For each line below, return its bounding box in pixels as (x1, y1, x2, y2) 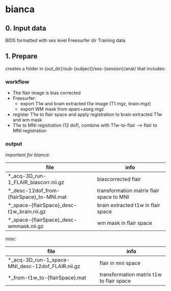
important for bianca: (5, 152, 50, 158)
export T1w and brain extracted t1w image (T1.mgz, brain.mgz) (20, 101, 152, 107)
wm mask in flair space (97, 220, 153, 227)
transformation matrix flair (97, 187, 159, 194)
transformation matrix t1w (99, 271, 162, 278)
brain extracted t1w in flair (97, 202, 160, 209)
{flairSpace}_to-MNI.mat (8, 193, 67, 200)
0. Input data (5, 24, 47, 33)
